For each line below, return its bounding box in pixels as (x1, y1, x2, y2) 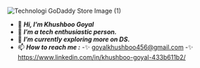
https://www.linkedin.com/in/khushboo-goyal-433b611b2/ (17, 53, 186, 61)
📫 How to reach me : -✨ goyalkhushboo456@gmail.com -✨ (17, 43, 194, 51)
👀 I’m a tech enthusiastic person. (17, 28, 118, 36)
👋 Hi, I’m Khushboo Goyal (17, 20, 94, 28)
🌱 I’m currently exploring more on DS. (17, 35, 130, 43)
